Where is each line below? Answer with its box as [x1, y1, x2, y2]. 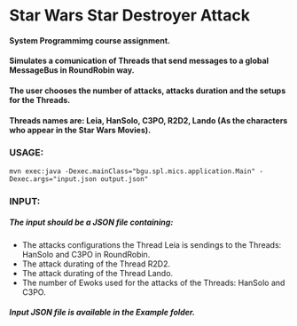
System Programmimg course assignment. [9, 35, 171, 45]
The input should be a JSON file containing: [9, 217, 174, 227]
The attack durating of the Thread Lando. [21, 267, 174, 278]
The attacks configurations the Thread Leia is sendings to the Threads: [21, 239, 282, 250]
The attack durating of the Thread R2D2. [21, 258, 171, 269]
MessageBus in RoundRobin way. [9, 65, 135, 76]
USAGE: [9, 147, 44, 159]
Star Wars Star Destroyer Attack [9, 5, 251, 26]
